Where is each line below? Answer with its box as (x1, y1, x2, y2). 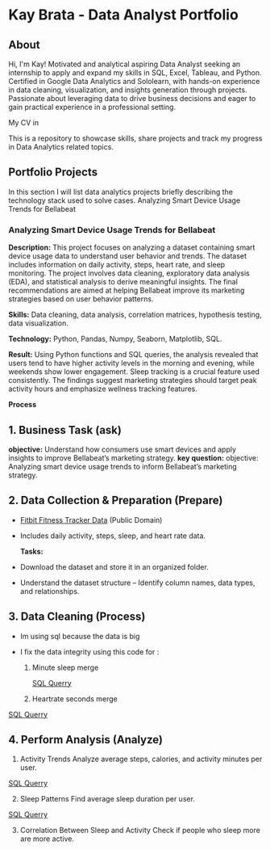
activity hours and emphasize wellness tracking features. (8, 384, 197, 393)
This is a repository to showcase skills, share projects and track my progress (8, 133, 263, 143)
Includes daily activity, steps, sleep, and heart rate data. (19, 531, 206, 541)
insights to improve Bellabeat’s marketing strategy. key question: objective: (8, 452, 260, 462)
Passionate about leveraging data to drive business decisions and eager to (8, 94, 256, 103)
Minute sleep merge (31, 663, 99, 672)
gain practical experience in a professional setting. (8, 103, 176, 112)
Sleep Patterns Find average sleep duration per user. (19, 794, 196, 804)
